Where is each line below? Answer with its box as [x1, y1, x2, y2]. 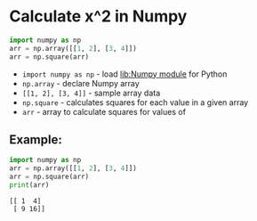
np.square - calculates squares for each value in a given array [21, 96, 249, 108]
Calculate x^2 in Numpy [9, 6, 188, 27]
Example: [9, 132, 62, 147]
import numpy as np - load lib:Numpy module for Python [21, 69, 228, 79]
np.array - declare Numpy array [21, 78, 140, 88]
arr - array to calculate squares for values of [21, 106, 187, 117]
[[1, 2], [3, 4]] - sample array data [21, 87, 161, 98]
